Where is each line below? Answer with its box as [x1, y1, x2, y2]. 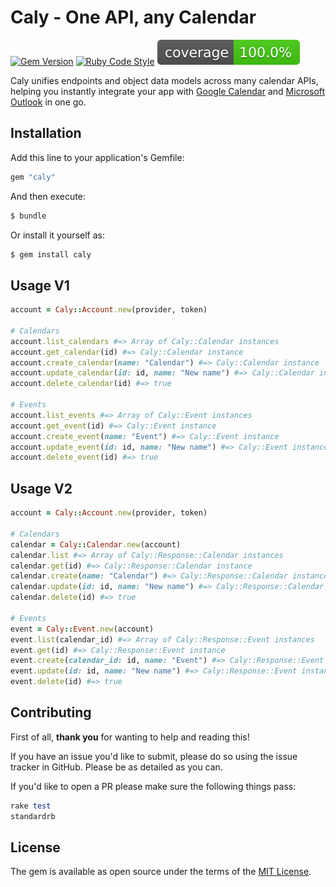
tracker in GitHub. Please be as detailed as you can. [10, 761, 223, 773]
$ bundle [10, 211, 47, 221]
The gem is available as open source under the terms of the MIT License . [10, 866, 312, 878]
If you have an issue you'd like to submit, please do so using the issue [10, 750, 298, 762]
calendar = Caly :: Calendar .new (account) [10, 539, 182, 550]
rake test [10, 801, 52, 811]
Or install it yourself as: [10, 229, 105, 241]
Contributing [10, 704, 92, 721]
